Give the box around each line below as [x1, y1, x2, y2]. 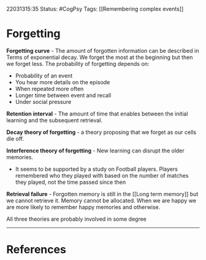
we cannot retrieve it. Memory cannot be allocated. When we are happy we [6, 197, 196, 204]
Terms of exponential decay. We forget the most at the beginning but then [6, 53, 193, 61]
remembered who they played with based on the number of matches [15, 171, 189, 179]
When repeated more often [15, 85, 84, 92]
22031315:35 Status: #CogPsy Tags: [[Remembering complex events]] [6, 6, 184, 12]
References [6, 243, 66, 257]
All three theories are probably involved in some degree [6, 215, 147, 223]
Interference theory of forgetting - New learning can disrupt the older [6, 147, 185, 154]
